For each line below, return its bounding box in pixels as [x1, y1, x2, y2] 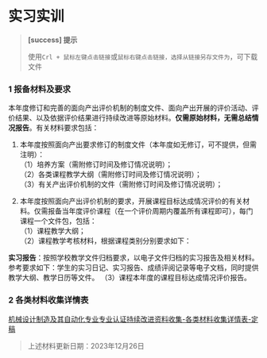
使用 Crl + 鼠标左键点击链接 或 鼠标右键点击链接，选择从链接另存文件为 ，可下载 [27, 52, 258, 61]
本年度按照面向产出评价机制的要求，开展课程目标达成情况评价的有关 [19, 196, 243, 206]
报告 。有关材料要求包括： [14, 123, 99, 133]
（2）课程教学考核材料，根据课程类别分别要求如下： [19, 236, 192, 246]
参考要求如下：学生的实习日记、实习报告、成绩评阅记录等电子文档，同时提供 [8, 263, 259, 272]
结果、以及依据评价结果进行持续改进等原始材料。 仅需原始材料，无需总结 [14, 113, 252, 123]
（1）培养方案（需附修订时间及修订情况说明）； [19, 160, 173, 169]
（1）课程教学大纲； [19, 226, 86, 236]
